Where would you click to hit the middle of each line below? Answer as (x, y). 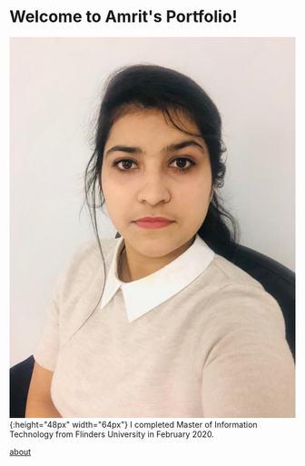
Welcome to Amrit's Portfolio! (123, 17)
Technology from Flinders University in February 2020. (112, 434)
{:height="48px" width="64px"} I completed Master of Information (133, 425)
